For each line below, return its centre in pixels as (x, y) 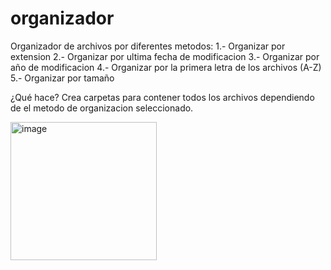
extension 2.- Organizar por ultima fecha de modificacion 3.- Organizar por (165, 56)
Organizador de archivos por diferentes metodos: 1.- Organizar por (148, 46)
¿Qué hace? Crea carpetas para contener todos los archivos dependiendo (162, 97)
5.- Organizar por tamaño (62, 78)
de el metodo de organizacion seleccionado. (102, 108)
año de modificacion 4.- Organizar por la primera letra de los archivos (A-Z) (166, 67)
